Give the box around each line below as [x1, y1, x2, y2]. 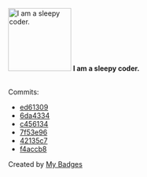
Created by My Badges [8, 160, 83, 168]
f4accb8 [19, 145, 47, 153]
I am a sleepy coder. [72, 64, 140, 73]
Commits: [8, 87, 39, 97]
